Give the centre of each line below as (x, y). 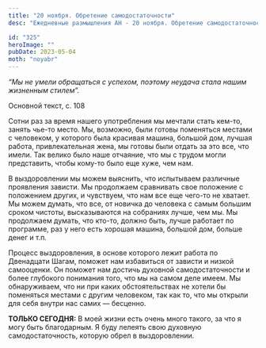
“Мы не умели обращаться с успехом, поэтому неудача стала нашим (127, 82)
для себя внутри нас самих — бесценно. (77, 303)
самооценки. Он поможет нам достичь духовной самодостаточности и (129, 270)
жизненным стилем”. (44, 90)
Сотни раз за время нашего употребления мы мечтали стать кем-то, (125, 121)
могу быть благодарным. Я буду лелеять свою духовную (105, 327)
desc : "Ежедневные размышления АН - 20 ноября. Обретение (106, 23)
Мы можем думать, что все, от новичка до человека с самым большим (130, 204)
